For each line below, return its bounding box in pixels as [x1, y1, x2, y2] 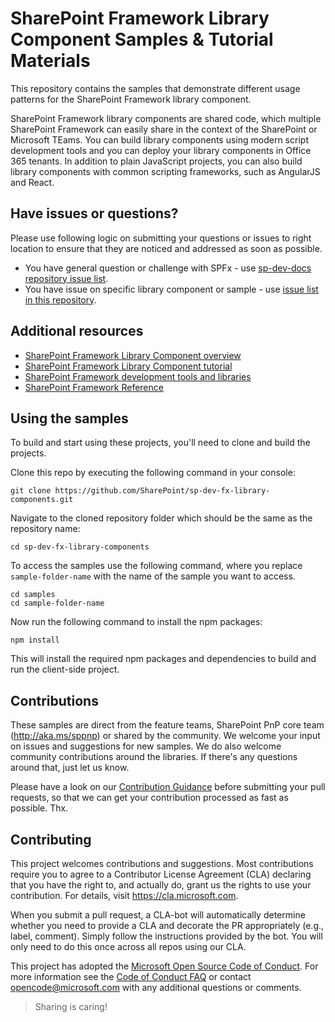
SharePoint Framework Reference [24, 381, 164, 393]
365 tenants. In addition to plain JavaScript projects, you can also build [10, 155, 303, 167]
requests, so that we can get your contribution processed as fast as [10, 792, 289, 804]
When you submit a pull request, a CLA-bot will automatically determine [10, 909, 306, 921]
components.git [10, 495, 74, 505]
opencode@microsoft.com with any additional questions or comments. [10, 982, 302, 993]
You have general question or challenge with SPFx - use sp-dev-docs [24, 262, 312, 274]
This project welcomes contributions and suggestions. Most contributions [10, 858, 314, 869]
